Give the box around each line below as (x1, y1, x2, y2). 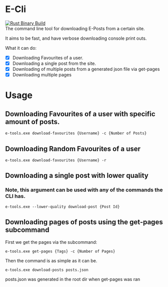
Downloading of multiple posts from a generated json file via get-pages (12, 66, 160, 72)
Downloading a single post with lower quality (5, 171, 149, 180)
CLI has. (5, 193, 26, 200)
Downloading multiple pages (12, 72, 72, 78)
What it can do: (5, 45, 37, 51)
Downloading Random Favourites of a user (5, 144, 141, 153)
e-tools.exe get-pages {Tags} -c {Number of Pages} (5, 249, 115, 254)
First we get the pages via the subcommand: (5, 239, 97, 245)
